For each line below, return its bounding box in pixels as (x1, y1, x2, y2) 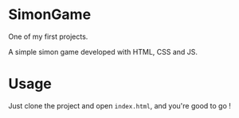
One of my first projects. (8, 32, 88, 41)
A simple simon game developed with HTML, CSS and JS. (8, 47, 198, 56)
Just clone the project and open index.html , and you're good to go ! (8, 101, 231, 110)
